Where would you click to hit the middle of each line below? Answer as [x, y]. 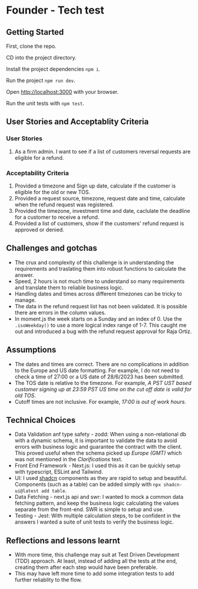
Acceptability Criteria [37, 173]
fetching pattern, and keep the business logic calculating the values [97, 503]
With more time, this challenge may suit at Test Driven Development [97, 555]
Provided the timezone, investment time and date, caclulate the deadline [102, 210]
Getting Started [35, 32]
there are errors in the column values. [60, 312]
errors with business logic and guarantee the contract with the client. [98, 447]
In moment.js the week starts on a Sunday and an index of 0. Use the [98, 318]
